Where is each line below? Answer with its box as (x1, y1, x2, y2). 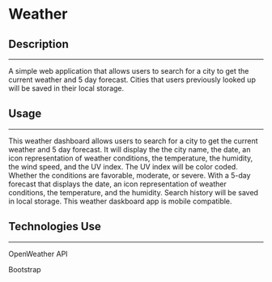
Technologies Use (8, 220, 101, 233)
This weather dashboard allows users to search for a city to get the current (8, 135, 258, 146)
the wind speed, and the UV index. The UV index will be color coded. (8, 161, 239, 171)
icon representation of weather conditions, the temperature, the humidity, (8, 153, 253, 163)
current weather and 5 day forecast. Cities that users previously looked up (8, 75, 257, 84)
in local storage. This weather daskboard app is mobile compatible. (8, 196, 232, 206)
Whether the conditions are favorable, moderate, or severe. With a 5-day (8, 170, 251, 180)
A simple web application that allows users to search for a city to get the (8, 66, 249, 75)
